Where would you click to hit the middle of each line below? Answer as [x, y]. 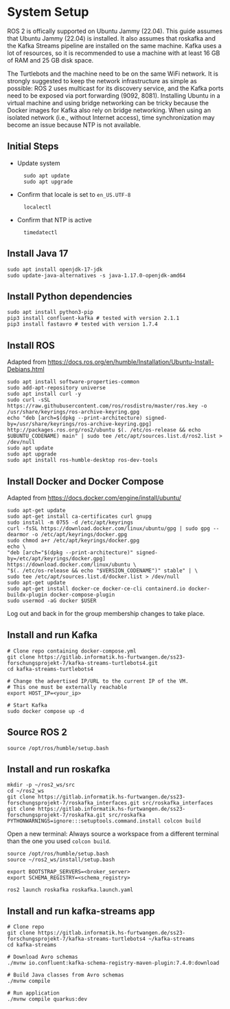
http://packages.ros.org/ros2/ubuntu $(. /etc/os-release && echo [104, 430]
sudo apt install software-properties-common [73, 382]
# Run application [33, 993]
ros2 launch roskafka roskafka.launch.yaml [70, 890]
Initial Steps [33, 146]
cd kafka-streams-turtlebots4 [50, 669]
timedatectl [41, 232]
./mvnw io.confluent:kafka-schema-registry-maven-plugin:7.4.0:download [113, 963]
